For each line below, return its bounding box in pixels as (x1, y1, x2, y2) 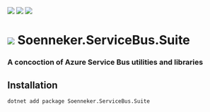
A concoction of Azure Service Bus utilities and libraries (7, 57, 204, 67)
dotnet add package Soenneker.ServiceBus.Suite (7, 97, 151, 105)
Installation (7, 79, 58, 91)
